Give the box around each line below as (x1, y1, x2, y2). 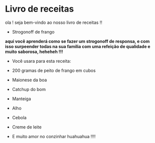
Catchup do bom (12, 86, 46, 92)
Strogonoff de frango (12, 29, 55, 35)
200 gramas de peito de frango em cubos (12, 67, 96, 73)
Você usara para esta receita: (12, 58, 71, 64)
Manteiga (12, 96, 32, 102)
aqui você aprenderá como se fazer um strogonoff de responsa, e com (5, 38, 150, 44)
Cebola (12, 114, 27, 120)
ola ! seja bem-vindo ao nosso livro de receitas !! (5, 19, 103, 25)
